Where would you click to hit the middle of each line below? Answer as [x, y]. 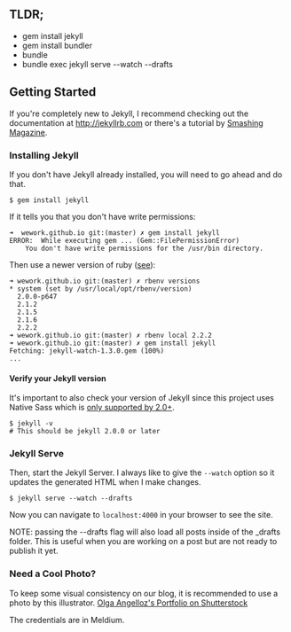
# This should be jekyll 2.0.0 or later [85, 432]
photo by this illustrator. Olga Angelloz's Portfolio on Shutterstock [129, 603]
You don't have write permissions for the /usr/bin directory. [145, 248]
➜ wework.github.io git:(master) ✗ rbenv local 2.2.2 [111, 335]
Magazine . [28, 132]
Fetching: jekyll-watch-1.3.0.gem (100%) [87, 351]
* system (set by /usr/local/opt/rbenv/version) [101, 289]
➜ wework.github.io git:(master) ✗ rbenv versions [105, 281]
